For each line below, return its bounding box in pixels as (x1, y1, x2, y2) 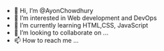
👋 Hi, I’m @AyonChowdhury (13, 7, 94, 14)
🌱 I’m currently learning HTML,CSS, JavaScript (13, 21, 149, 29)
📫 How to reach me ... (13, 37, 79, 44)
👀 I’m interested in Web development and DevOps (13, 14, 157, 22)
